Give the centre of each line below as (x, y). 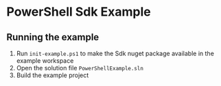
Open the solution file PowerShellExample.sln (80, 68)
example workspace (45, 61)
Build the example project (53, 75)
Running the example (53, 37)
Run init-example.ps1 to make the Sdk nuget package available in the (115, 53)
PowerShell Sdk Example (79, 12)
